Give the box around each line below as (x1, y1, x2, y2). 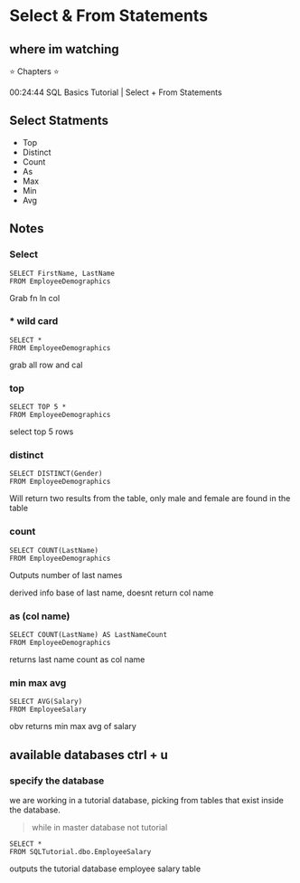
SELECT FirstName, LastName (9, 269, 116, 278)
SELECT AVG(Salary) (9, 698, 83, 707)
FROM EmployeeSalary (9, 705, 88, 715)
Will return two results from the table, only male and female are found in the (9, 493, 291, 504)
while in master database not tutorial (31, 821, 168, 832)
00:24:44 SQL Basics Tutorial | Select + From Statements (9, 87, 223, 98)
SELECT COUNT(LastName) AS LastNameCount (9, 630, 168, 639)
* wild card (9, 315, 59, 328)
